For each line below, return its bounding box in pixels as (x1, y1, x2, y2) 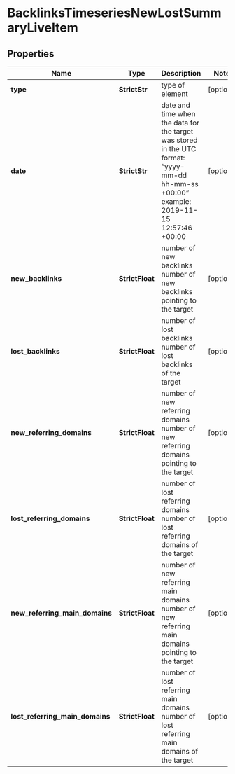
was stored (161, 135, 198, 145)
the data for (161, 118, 200, 127)
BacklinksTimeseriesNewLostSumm (7, 5, 222, 21)
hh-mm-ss (161, 179, 199, 188)
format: (161, 153, 185, 163)
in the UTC (161, 144, 197, 153)
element (161, 89, 188, 99)
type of (161, 81, 185, 90)
